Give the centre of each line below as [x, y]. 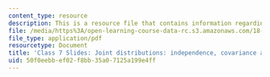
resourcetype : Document [48, 46]
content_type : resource [48, 16]
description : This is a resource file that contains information [120, 23]
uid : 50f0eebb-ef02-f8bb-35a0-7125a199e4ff [82, 61]
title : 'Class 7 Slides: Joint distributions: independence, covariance [133, 53]
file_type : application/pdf [55, 38]
